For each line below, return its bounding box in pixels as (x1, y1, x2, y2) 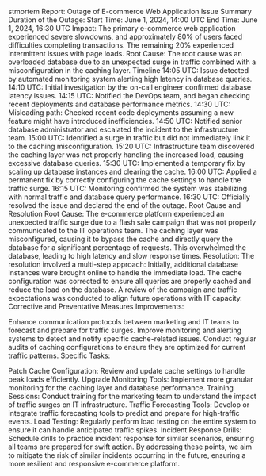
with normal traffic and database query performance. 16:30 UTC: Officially (8, 192, 251, 202)
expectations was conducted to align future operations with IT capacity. (8, 294, 243, 302)
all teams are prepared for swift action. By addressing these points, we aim (8, 442, 253, 451)
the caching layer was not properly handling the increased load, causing (8, 150, 244, 159)
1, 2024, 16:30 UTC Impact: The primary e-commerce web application (8, 24, 236, 33)
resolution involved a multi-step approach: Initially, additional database (8, 259, 239, 269)
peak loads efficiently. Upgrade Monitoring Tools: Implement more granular (8, 374, 253, 384)
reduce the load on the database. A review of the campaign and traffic (8, 285, 237, 294)
